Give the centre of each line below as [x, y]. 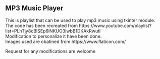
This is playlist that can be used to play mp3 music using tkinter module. [80, 20]
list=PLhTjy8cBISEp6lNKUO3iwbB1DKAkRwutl [53, 31]
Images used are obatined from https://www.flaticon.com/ [66, 41]
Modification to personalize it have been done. [54, 36]
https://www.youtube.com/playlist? [115, 25]
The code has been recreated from [42, 25]
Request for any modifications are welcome [50, 51]
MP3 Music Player [34, 8]
